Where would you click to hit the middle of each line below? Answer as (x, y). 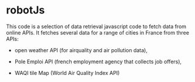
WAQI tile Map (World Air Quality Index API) (67, 73)
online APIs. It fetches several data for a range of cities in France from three (98, 32)
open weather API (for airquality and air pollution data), (81, 50)
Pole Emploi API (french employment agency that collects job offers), (98, 61)
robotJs (26, 10)
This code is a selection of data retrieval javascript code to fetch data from (96, 26)
